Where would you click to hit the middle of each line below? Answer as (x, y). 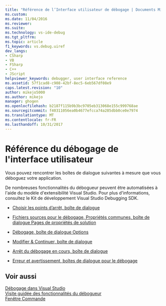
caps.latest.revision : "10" (34, 88)
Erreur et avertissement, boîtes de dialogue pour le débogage (75, 261)
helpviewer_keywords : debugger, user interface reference (66, 78)
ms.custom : (16, 14)
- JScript (15, 74)
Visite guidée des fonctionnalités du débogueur (53, 294)
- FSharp (14, 65)
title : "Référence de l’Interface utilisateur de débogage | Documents (80, 10)
